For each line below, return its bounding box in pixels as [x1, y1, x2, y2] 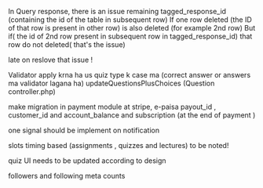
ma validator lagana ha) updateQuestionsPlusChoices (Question [8, 78, 215, 88]
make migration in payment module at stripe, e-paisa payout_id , [8, 102, 217, 111]
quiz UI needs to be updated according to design [8, 156, 166, 165]
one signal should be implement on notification [8, 125, 159, 135]
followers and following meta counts [8, 172, 126, 180]
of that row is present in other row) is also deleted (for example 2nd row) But [8, 23, 256, 32]
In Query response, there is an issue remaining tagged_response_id [8, 7, 226, 16]
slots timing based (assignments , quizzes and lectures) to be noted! [8, 141, 229, 150]
